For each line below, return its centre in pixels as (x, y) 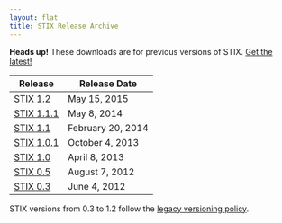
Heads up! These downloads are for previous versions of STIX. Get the (141, 51)
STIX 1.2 (32, 98)
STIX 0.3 (32, 186)
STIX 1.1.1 (36, 113)
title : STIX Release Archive (64, 26)
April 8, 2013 (96, 156)
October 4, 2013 (103, 142)
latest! (21, 61)
